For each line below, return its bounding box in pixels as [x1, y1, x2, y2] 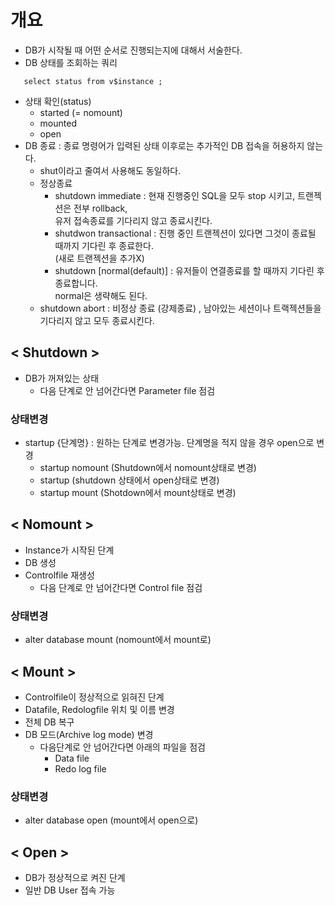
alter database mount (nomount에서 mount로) [24, 634, 212, 646]
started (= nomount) [39, 106, 123, 118]
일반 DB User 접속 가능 [24, 884, 116, 896]
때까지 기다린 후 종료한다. [54, 239, 154, 251]
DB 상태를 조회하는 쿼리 [24, 56, 118, 68]
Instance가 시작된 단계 [24, 544, 115, 556]
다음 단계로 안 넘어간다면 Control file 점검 [39, 581, 203, 593]
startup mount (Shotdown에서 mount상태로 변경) [39, 487, 237, 499]
